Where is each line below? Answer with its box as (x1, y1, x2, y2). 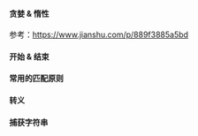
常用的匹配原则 (9, 73, 64, 84)
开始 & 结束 (9, 51, 50, 62)
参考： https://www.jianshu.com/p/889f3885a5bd (9, 29, 188, 40)
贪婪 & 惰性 (9, 8, 50, 19)
